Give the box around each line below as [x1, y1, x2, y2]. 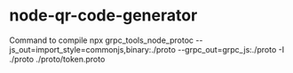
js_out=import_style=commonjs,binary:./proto [9, 44, 176, 54]
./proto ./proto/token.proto [9, 53, 106, 64]
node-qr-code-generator [9, 5, 198, 26]
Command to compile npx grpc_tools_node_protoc [9, 35, 194, 45]
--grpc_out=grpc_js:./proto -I [177, 44, 285, 54]
